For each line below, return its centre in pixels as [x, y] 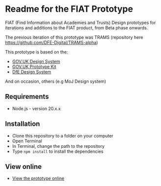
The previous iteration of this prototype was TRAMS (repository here [74, 37]
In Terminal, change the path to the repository [58, 146]
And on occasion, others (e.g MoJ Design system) [56, 81]
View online [23, 167]
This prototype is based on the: [37, 52]
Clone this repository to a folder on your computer [63, 136]
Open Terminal [27, 141]
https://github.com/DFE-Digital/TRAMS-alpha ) [52, 42]
